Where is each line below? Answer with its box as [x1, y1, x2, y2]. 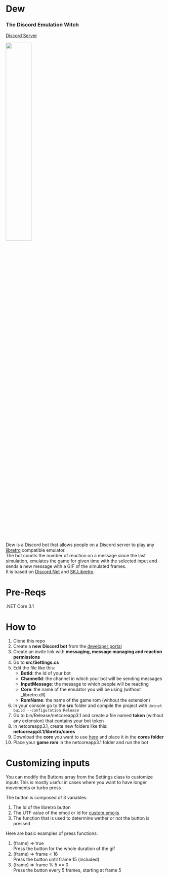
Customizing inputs [6, 757, 90, 769]
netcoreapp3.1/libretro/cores [13, 729, 75, 735]
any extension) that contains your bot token [13, 718, 104, 724]
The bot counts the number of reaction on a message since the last [6, 553, 146, 559]
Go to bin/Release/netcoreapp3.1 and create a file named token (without [13, 713, 163, 719]
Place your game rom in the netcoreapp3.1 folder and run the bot [13, 739, 149, 746]
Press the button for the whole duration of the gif [13, 846, 115, 852]
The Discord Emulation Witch [6, 21, 79, 28]
